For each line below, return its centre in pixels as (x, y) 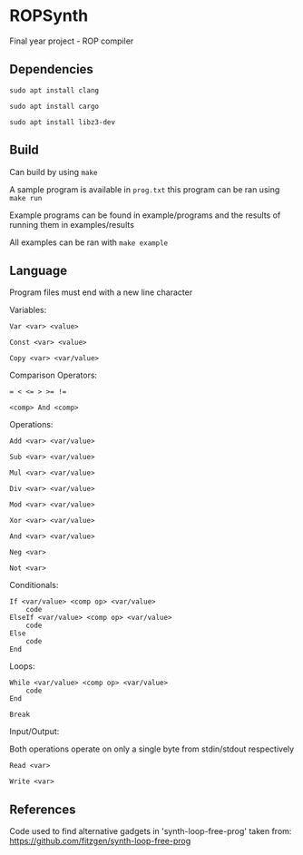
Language (39, 270)
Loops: (22, 666)
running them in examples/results (72, 224)
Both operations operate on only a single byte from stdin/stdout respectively (152, 749)
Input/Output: (34, 732)
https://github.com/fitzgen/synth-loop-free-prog (100, 841)
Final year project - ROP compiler (72, 41)
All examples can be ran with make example (89, 242)
